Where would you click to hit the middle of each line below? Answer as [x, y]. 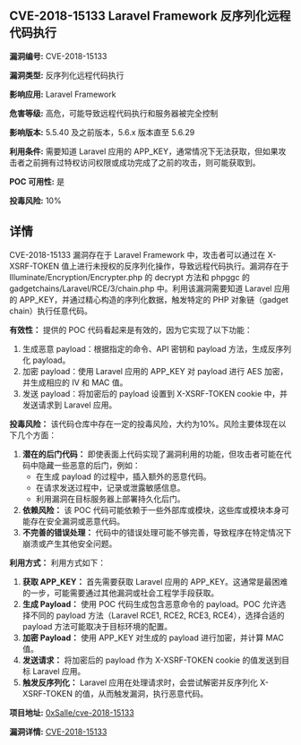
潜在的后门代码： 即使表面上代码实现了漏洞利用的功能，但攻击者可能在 [153, 454]
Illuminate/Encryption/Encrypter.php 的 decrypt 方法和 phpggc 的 [130, 277]
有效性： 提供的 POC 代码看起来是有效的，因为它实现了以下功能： [131, 330]
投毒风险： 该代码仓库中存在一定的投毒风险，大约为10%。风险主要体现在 [144, 424]
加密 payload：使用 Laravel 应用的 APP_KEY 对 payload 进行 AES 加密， [155, 371]
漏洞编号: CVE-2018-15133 [58, 56]
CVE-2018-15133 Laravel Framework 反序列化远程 [150, 16]
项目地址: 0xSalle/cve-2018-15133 [72, 712]
